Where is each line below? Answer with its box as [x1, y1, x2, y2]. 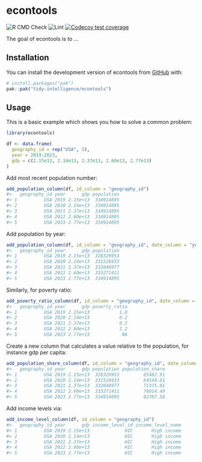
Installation [6, 52, 49, 63]
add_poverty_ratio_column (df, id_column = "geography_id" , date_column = [6, 298, 195, 304]
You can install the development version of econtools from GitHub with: [6, 69, 183, 76]
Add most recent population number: [6, 174, 97, 181]
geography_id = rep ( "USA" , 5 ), [11, 147, 90, 153]
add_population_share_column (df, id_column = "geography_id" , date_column [6, 360, 198, 366]
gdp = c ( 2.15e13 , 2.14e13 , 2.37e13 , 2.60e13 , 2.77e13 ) [11, 158, 152, 164]
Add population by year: [6, 230, 66, 238]
